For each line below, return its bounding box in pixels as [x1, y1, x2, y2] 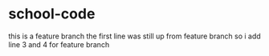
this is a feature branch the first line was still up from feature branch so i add [8, 31, 261, 41]
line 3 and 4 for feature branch [8, 39, 110, 49]
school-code [8, 5, 96, 23]
